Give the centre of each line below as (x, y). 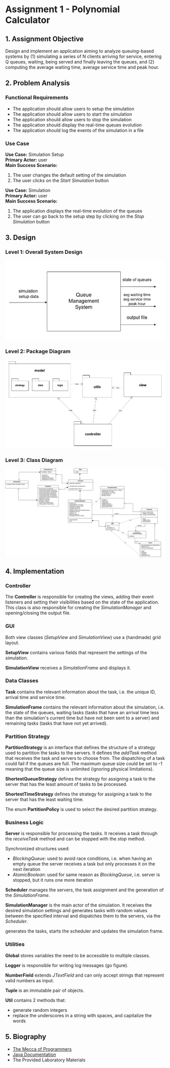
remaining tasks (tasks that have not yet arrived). (57, 723)
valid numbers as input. (30, 980)
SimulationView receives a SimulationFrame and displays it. (68, 667)
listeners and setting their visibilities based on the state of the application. (82, 602)
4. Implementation (35, 571)
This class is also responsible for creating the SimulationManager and (78, 608)
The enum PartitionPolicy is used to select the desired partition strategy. (81, 809)
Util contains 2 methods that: (36, 1000)
